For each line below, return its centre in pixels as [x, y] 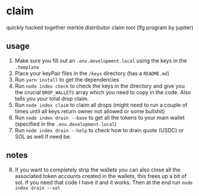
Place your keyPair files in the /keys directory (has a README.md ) [92, 73]
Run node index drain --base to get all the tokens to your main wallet [100, 117]
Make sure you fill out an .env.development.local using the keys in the [101, 60]
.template [27, 67]
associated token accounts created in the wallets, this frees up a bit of [101, 176]
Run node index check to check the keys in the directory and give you [100, 86]
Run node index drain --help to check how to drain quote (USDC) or [99, 130]
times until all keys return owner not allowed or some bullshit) [90, 111]
